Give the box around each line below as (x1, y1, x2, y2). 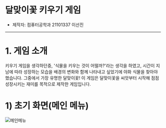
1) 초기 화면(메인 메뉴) (5, 100, 89, 111)
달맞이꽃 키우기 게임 (5, 4, 82, 16)
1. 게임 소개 (5, 45, 48, 57)
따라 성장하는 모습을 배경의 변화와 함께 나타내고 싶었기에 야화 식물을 (14, 68, 145, 74)
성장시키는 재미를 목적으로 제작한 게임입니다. (5, 81, 91, 87)
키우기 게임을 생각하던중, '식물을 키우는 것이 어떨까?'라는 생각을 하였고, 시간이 (5, 63, 155, 68)
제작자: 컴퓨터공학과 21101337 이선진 (12, 22, 84, 28)
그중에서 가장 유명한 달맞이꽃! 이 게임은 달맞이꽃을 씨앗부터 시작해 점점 (23, 75, 160, 81)
